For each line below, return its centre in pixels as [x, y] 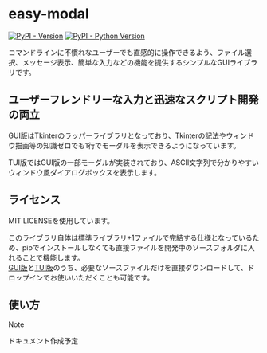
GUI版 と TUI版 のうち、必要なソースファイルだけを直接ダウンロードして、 [128, 267]
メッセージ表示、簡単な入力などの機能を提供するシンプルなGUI [126, 62]
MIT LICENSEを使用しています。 [61, 221]
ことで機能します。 [53, 257]
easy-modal [49, 14]
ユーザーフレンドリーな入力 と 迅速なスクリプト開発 [133, 100]
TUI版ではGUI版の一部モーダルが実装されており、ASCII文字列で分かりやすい [133, 162]
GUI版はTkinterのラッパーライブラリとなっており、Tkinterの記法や [118, 135]
